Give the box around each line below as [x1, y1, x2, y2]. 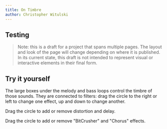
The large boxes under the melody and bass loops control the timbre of [5, 88, 152, 94]
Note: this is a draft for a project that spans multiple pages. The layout [17, 44, 162, 50]
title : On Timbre [5, 7, 42, 13]
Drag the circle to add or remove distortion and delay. [5, 108, 116, 114]
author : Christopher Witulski [5, 12, 69, 17]
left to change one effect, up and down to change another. [5, 98, 126, 104]
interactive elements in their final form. [17, 60, 98, 66]
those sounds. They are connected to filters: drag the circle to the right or [5, 93, 157, 99]
